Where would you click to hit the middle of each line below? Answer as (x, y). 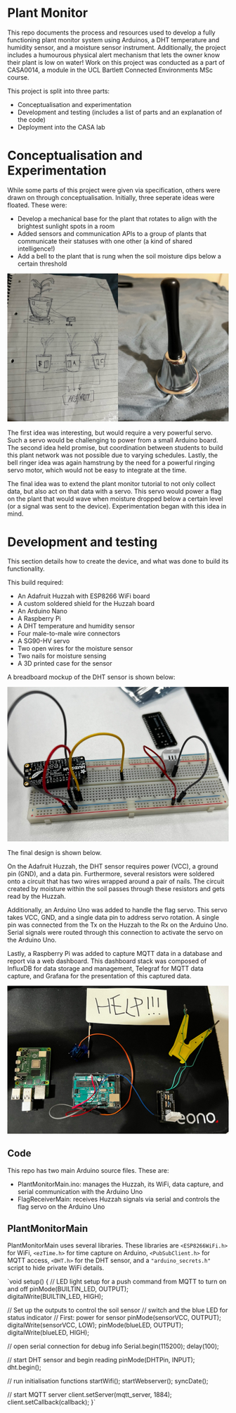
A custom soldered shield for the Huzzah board (86, 604)
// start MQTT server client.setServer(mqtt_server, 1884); (90, 1395)
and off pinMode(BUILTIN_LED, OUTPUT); (68, 1289)
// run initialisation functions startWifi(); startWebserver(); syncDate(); (108, 1381)
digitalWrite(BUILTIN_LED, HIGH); (55, 1297)
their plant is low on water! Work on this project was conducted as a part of (116, 62)
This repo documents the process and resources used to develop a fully (111, 32)
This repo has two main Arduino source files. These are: (88, 1170)
